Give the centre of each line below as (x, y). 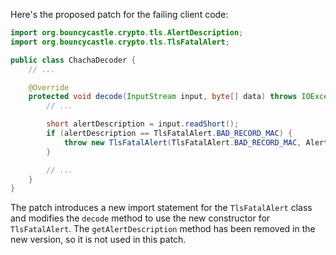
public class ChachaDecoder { (73, 60)
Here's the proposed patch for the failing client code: (119, 14)
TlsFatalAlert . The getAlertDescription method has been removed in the (163, 229)
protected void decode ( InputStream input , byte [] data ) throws (163, 97)
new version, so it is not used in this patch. (98, 240)
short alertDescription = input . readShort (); (143, 124)
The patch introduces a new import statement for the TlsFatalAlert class (161, 208)
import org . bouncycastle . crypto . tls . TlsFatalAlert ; (120, 42)
